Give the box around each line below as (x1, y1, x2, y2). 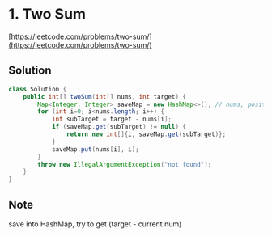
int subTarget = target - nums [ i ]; (51, 115, 172, 124)
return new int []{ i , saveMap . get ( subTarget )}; (66, 130, 227, 138)
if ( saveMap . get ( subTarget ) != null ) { (51, 123, 186, 131)
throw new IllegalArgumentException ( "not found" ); (37, 160, 212, 168)
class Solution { (8, 85, 67, 93)
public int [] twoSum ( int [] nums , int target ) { (23, 92, 186, 101)
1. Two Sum (8, 5, 87, 23)
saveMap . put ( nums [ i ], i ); (51, 145, 139, 154)
